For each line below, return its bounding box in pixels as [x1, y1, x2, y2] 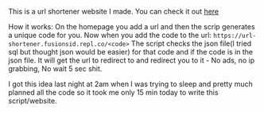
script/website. [8, 96, 57, 105]
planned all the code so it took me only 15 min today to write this [8, 88, 219, 97]
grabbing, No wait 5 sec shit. [8, 64, 103, 73]
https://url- [213, 32, 257, 40]
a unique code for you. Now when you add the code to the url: [8, 31, 212, 40]
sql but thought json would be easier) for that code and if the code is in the [8, 47, 254, 56]
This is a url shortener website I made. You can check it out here [8, 7, 219, 16]
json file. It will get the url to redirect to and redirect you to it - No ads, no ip [8, 55, 255, 65]
